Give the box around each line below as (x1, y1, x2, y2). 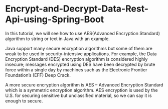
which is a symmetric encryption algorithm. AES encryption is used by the (5, 87, 158, 93)
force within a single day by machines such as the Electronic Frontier (5, 66, 147, 73)
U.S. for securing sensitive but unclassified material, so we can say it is (5, 92, 152, 98)
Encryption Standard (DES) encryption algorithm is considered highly (5, 56, 148, 62)
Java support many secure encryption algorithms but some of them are (5, 45, 153, 51)
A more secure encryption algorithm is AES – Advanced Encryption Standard (5, 81, 163, 88)
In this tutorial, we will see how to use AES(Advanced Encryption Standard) (5, 30, 160, 36)
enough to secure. (5, 97, 43, 103)
